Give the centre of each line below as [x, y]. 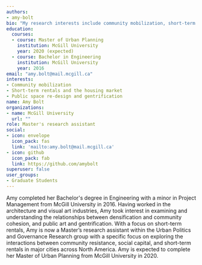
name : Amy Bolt [25, 102]
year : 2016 [31, 68]
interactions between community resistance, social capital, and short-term [99, 243]
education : [20, 29]
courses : [23, 34]
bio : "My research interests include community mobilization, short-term [101, 23]
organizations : [25, 107]
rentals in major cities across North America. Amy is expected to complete [99, 249]
